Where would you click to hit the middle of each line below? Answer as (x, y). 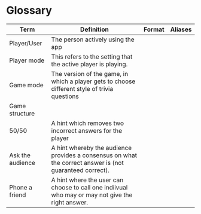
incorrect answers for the (87, 130)
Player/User (26, 43)
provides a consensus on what (94, 155)
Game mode (26, 85)
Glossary (29, 10)
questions (65, 96)
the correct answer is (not (87, 163)
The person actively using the (93, 39)
